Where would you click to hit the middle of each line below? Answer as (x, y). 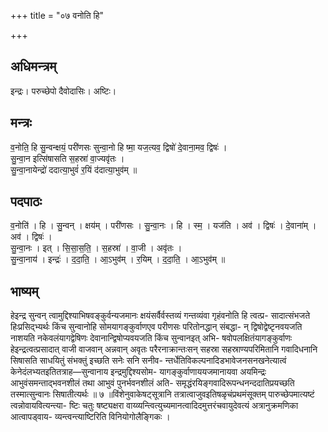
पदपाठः (26, 201)
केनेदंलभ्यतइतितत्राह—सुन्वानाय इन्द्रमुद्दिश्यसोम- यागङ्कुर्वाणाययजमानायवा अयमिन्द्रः (138, 372)
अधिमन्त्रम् (33, 66)
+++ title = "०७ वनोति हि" (57, 15)
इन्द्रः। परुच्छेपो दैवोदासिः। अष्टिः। (63, 91)
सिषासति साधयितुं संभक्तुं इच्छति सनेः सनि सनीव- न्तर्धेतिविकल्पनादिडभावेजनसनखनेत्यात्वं (148, 361)
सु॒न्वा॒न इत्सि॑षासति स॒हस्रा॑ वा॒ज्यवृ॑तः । (67, 158)
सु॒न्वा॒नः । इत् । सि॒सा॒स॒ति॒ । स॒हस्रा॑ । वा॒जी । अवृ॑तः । (96, 248)
